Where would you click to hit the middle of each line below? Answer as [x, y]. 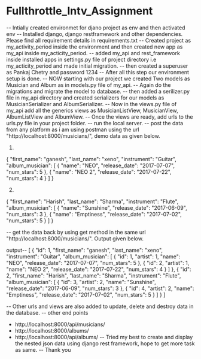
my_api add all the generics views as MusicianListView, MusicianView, [92, 110]
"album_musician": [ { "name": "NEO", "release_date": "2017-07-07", [91, 165]
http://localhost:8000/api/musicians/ [60, 324]
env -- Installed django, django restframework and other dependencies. [95, 34]
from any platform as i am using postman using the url [73, 129]
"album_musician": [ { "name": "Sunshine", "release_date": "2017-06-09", [97, 207]
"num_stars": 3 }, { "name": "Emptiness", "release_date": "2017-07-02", [94, 214]
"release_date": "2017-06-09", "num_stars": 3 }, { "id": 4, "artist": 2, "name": [100, 288]
